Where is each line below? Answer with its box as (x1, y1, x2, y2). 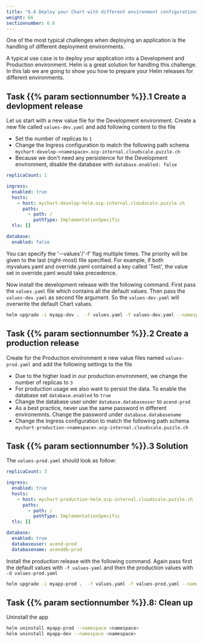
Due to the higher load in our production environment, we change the (14, 372, 187, 379)
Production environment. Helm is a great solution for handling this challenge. (6, 61, 197, 68)
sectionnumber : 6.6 (6, 20, 56, 26)
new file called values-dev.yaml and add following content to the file (6, 123, 176, 130)
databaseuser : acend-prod (11, 541, 77, 547)
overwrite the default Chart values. (6, 300, 93, 307)
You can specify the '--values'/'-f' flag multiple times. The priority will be (6, 250, 188, 257)
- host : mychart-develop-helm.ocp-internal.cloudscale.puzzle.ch (17, 200, 185, 206)
